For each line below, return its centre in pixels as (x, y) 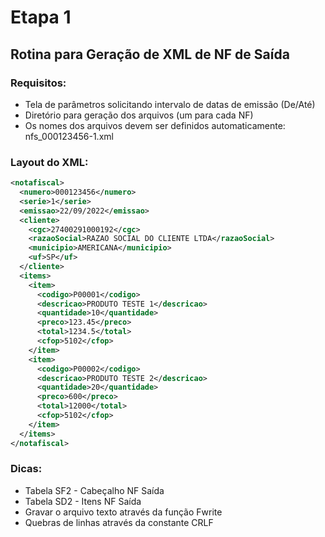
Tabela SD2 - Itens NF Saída (83, 501)
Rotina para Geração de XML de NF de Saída (150, 54)
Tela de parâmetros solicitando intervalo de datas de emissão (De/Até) (170, 104)
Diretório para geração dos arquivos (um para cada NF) (139, 115)
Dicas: (26, 469)
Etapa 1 (41, 17)
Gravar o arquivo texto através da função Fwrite (123, 512)
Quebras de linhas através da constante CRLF (119, 522)
